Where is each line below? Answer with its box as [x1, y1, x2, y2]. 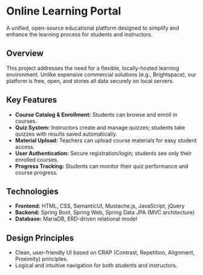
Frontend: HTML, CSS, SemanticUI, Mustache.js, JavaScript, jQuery [14, 202, 185, 210]
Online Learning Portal [6, 4, 121, 18]
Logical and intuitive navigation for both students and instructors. [14, 262, 178, 269]
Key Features [6, 95, 57, 105]
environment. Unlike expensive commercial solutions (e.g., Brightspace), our [6, 71, 196, 78]
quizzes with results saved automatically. [14, 130, 118, 137]
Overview [6, 48, 44, 59]
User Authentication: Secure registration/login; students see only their [14, 150, 192, 157]
